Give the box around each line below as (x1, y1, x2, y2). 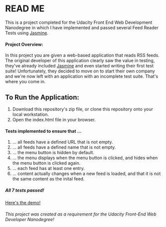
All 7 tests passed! (5, 187, 45, 193)
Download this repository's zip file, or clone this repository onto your (12, 106, 153, 112)
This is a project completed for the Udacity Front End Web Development (5, 19, 153, 25)
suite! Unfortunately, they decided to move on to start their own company (5, 68, 155, 74)
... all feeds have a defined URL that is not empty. (12, 139, 113, 145)
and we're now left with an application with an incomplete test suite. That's (5, 73, 158, 79)
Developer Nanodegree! (5, 216, 55, 222)
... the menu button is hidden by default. (12, 150, 94, 156)
